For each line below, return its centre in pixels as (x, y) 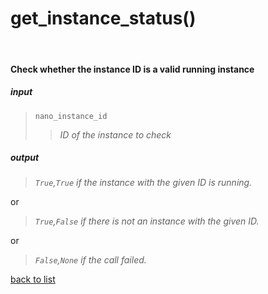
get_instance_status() (103, 18)
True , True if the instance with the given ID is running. (143, 183)
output (25, 158)
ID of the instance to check (115, 134)
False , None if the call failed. (90, 260)
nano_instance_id (71, 116)
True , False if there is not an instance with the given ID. (147, 221)
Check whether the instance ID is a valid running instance (132, 69)
